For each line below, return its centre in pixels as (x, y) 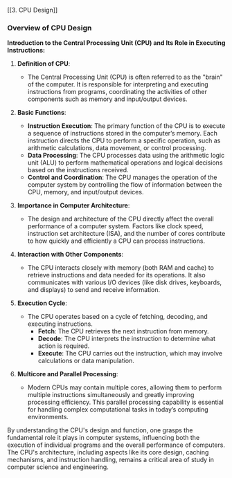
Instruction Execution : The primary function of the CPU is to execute (126, 126)
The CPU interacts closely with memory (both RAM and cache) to (121, 268)
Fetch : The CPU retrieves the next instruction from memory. (123, 331)
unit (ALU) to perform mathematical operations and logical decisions (125, 163)
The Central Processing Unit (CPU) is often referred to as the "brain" (125, 77)
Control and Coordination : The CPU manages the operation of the (122, 177)
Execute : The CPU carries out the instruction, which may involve (130, 353)
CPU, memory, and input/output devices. (86, 192)
